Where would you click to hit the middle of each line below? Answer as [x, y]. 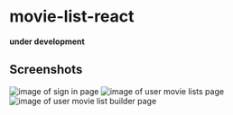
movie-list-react [72, 17]
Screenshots [46, 70]
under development [47, 41]
